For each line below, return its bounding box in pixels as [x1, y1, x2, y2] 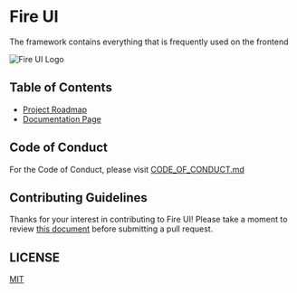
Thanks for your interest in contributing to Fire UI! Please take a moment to [9, 214, 288, 225]
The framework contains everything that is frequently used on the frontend [9, 36, 289, 47]
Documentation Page [22, 113, 101, 124]
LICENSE [9, 250, 61, 265]
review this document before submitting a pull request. [9, 223, 214, 234]
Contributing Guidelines [9, 190, 148, 205]
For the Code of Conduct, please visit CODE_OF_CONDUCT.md [9, 164, 244, 175]
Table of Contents [9, 80, 113, 96]
